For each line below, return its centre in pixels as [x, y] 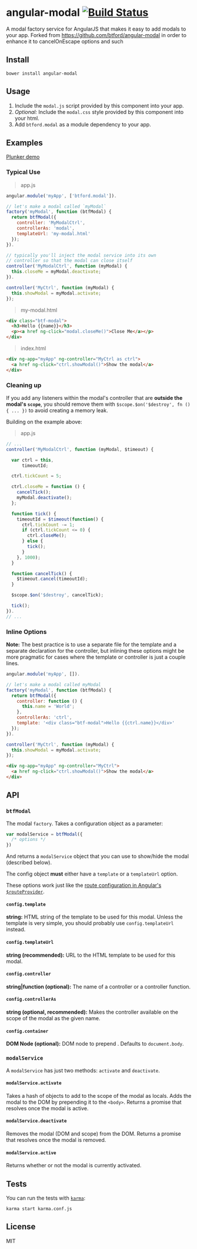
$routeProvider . [26, 891]
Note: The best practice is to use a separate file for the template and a [91, 644]
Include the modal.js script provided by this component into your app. [99, 105]
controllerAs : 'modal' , [46, 228]
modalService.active [31, 1153]
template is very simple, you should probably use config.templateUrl [90, 923]
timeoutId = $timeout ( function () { [60, 519]
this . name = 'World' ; [48, 707]
